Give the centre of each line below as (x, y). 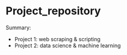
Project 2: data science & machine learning (67, 45)
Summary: (18, 27)
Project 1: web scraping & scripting (57, 39)
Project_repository (53, 11)
